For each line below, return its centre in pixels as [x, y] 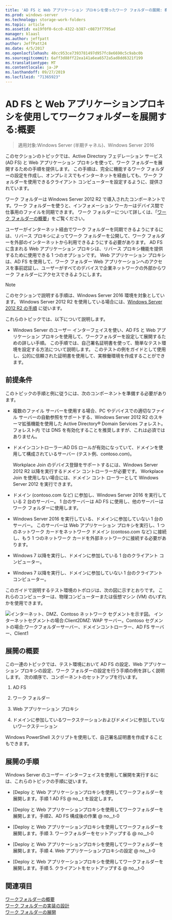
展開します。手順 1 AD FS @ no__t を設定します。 [64, 799]
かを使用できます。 [25, 603]
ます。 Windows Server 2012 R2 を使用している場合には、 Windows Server [84, 302]
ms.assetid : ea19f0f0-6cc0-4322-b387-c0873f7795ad [60, 29]
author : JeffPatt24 [26, 44]
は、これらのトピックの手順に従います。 [48, 781]
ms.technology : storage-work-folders [46, 20]
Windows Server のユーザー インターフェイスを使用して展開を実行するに [82, 775]
